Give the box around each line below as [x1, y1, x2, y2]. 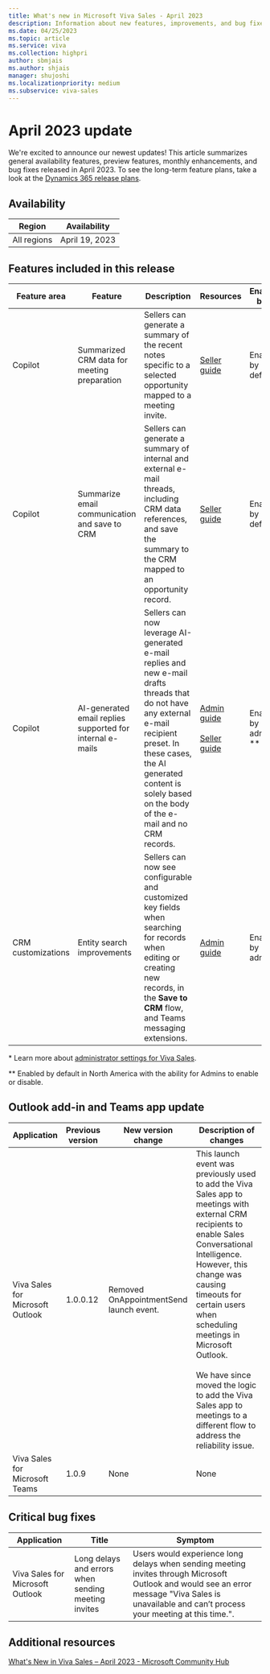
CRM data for [77, 354, 129, 365]
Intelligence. [195, 1248, 243, 1260]
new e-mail [144, 667, 188, 678]
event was [195, 1158, 235, 1169]
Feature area [15, 291, 67, 302]
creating [144, 962, 175, 973]
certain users [195, 1299, 246, 1310]
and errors [74, 1563, 114, 1574]
